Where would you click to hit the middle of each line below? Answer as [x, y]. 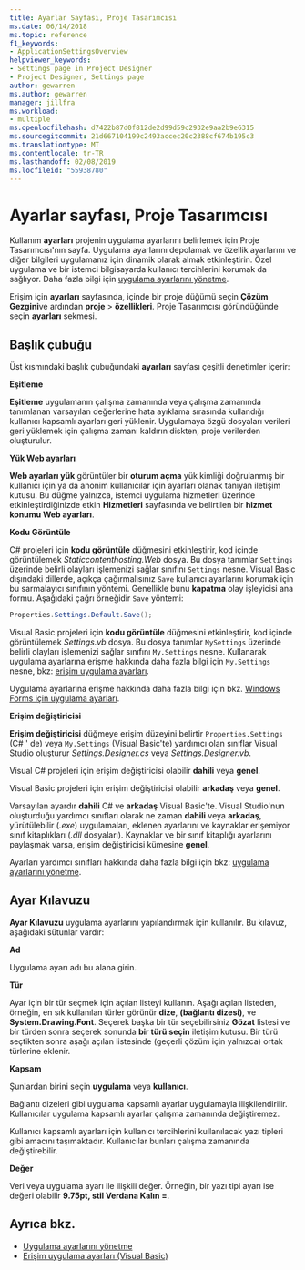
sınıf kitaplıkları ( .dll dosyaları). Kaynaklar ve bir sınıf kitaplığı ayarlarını [141, 835]
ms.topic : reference [49, 35]
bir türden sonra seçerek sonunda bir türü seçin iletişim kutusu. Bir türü [144, 1031]
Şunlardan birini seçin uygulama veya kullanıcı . [99, 1086]
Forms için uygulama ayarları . [65, 698]
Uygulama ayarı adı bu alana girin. [73, 967]
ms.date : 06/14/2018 [49, 26]
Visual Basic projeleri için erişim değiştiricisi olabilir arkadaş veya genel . [145, 788]
